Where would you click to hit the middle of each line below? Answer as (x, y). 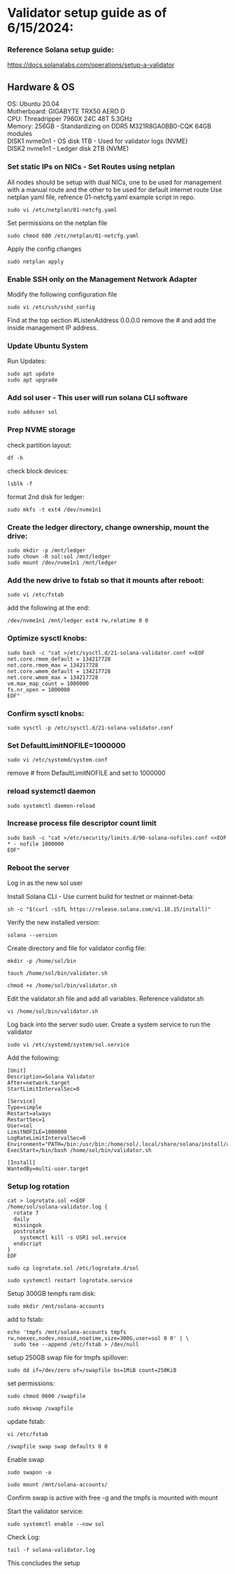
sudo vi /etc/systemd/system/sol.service (69, 1045)
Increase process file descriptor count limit (82, 823)
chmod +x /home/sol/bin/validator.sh (62, 986)
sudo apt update (31, 374)
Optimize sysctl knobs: (47, 638)
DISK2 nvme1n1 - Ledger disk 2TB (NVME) (68, 149)
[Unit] (17, 1071)
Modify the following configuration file (62, 294)
